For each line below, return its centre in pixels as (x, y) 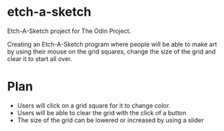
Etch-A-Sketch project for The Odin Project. (69, 31)
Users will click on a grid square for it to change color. (94, 105)
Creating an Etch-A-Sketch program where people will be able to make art (112, 44)
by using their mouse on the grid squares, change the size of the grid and (111, 51)
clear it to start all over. (40, 58)
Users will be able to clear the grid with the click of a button (102, 112)
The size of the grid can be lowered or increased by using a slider (110, 120)
